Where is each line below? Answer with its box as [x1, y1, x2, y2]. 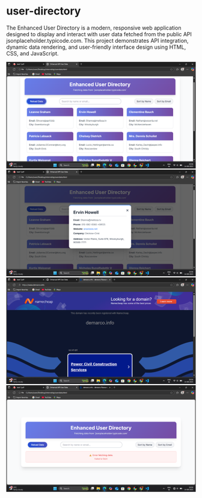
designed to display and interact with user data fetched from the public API [6, 30, 192, 37]
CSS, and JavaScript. [6, 49, 59, 57]
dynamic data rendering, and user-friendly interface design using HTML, [6, 43, 186, 51]
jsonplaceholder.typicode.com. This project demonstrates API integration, [6, 37, 189, 44]
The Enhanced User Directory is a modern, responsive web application [6, 24, 182, 31]
